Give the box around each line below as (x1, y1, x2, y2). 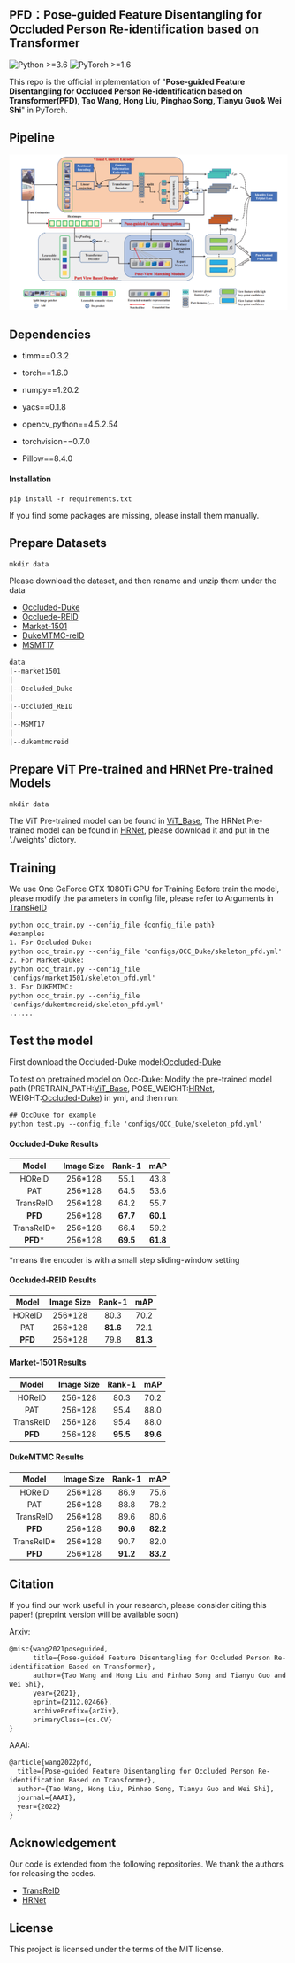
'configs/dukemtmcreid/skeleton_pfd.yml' (9, 1000, 164, 1010)
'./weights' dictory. (9, 835, 77, 845)
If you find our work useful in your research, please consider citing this (9, 1600, 267, 1611)
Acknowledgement (9, 1835, 117, 1851)
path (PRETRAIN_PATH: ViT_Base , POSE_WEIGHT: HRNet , (9, 1082, 215, 1094)
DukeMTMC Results (9, 1451, 84, 1462)
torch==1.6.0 (21, 367, 69, 378)
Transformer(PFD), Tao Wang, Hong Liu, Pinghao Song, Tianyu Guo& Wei (9, 95, 282, 105)
